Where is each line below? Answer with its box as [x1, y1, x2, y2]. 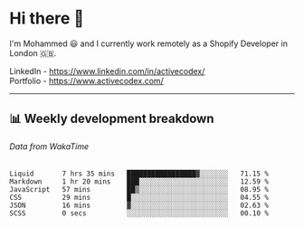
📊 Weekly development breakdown [9, 111, 214, 127]
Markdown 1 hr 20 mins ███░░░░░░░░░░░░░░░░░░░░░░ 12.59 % [9, 176, 270, 186]
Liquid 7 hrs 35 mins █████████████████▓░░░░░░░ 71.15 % [9, 169, 270, 178]
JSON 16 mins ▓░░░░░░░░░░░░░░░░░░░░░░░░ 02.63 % [9, 201, 270, 210]
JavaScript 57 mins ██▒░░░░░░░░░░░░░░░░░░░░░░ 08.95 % [9, 184, 270, 194]
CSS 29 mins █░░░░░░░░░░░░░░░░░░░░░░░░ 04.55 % [9, 193, 270, 202]
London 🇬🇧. [9, 47, 57, 58]
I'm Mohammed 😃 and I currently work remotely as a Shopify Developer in [9, 38, 288, 49]
